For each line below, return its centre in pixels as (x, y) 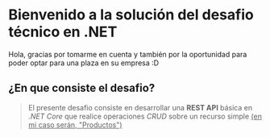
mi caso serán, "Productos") (75, 125)
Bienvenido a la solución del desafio (131, 15)
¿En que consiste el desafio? (82, 88)
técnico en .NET (63, 32)
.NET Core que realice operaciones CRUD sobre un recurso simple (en (145, 116)
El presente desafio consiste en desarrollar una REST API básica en (140, 107)
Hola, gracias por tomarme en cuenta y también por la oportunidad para (128, 54)
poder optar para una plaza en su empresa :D (84, 63)
